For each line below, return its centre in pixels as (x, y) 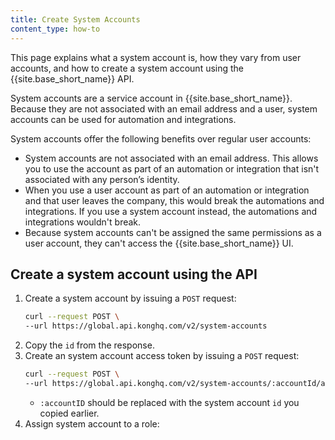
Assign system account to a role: (92, 423)
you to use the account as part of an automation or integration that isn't (172, 168)
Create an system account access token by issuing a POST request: (162, 356)
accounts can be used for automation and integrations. (123, 119)
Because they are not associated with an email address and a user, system (164, 108)
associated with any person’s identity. (102, 179)
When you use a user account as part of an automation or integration (167, 190)
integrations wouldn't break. (83, 222)
